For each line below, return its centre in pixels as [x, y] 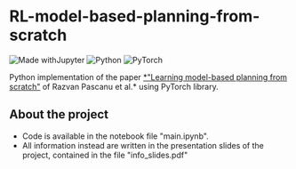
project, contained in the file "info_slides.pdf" [105, 155]
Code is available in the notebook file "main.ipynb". [115, 136]
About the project [59, 114]
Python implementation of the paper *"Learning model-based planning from [148, 76]
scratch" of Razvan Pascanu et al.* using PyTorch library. [114, 86]
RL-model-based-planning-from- [135, 16]
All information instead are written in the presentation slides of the [143, 145]
